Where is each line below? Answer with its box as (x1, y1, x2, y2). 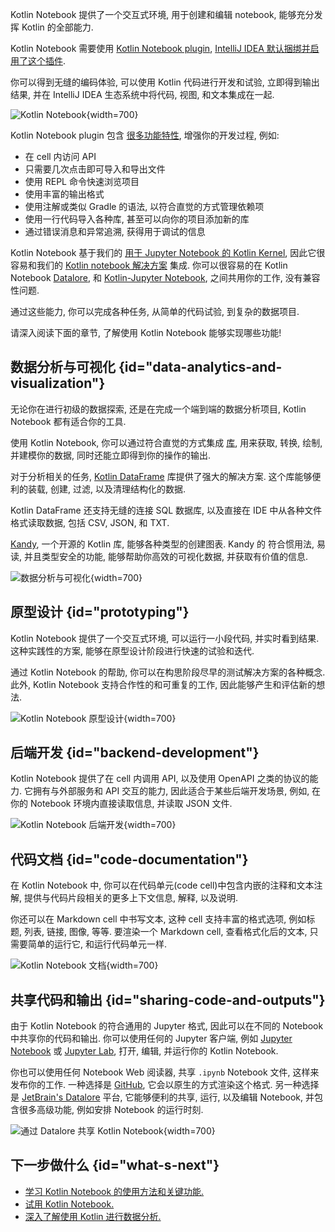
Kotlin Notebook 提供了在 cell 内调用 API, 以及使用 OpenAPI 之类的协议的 (10, 773, 310, 785)
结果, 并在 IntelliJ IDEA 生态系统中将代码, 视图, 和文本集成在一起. (10, 89, 275, 100)
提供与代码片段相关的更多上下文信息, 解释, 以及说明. (23, 892, 238, 904)
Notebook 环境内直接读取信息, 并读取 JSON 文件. (29, 798, 233, 810)
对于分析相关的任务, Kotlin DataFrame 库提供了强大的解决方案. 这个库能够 (10, 470, 313, 482)
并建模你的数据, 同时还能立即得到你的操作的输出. (10, 449, 212, 461)
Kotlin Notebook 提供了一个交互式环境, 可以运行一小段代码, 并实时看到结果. (10, 632, 320, 644)
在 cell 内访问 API (24, 151, 97, 162)
